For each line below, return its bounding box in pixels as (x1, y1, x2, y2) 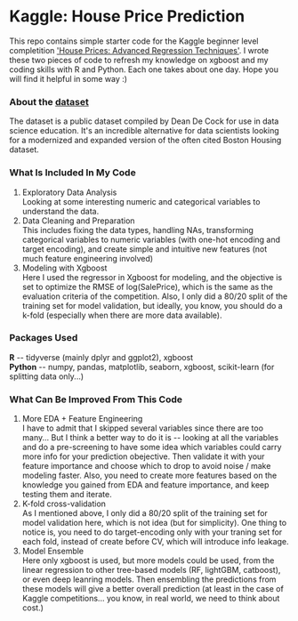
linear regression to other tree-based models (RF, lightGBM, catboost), (21, 565, 281, 576)
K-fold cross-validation (21, 498, 107, 509)
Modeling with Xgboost (21, 262, 108, 273)
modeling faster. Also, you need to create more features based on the (21, 470, 278, 481)
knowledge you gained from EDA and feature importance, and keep (21, 480, 270, 490)
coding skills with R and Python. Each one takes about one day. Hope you (9, 64, 278, 75)
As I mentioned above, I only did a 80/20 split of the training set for (21, 508, 269, 519)
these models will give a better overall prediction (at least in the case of (21, 584, 285, 594)
